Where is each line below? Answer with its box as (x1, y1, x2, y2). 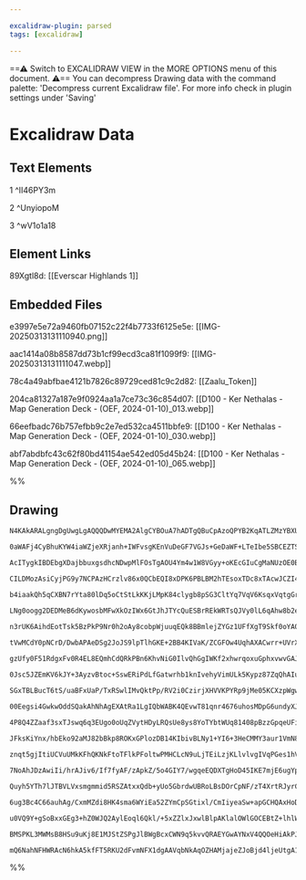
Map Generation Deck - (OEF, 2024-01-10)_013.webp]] (9, 403, 214, 414)
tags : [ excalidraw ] (9, 29, 84, 39)
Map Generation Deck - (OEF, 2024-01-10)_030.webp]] (9, 431, 217, 442)
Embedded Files (9, 297, 103, 312)
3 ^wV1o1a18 (9, 220, 56, 231)
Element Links (9, 246, 91, 261)
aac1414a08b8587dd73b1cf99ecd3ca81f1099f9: (9, 349, 189, 360)
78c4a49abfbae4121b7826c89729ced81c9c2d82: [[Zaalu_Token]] (9, 376, 258, 387)
